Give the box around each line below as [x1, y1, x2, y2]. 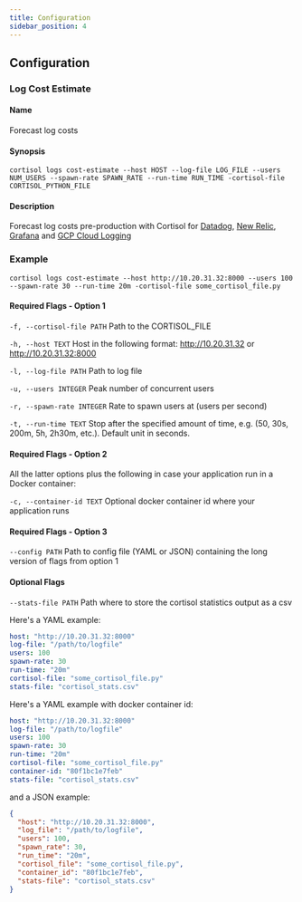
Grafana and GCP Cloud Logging [9, 230, 132, 241]
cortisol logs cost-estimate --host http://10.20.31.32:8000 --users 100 [9, 273, 294, 283]
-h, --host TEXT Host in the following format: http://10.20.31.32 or [9, 338, 255, 349]
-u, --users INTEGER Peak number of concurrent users [9, 382, 214, 394]
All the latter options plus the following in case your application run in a [9, 468, 274, 480]
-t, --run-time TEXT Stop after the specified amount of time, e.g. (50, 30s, [9, 417, 289, 428]
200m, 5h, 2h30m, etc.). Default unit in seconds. [9, 427, 190, 438]
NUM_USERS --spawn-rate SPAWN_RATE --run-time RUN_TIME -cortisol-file [9, 174, 285, 183]
